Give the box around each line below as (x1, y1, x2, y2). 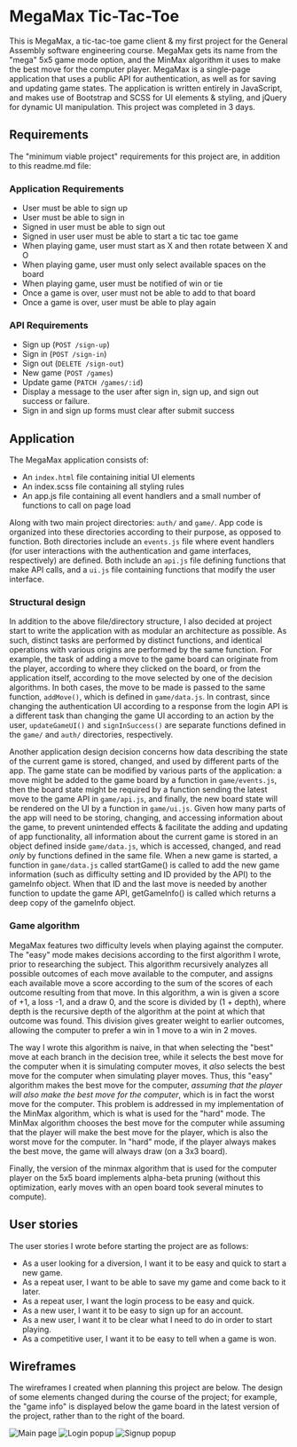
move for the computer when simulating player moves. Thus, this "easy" (9, 1070, 273, 1080)
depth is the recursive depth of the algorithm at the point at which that (9, 1006, 266, 1016)
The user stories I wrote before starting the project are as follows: (9, 1240, 249, 1251)
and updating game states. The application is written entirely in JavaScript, (9, 83, 283, 93)
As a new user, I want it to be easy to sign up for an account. (21, 1305, 244, 1316)
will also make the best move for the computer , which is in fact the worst (9, 1089, 275, 1100)
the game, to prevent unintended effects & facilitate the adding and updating (9, 822, 288, 833)
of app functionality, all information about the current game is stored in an (9, 832, 278, 842)
